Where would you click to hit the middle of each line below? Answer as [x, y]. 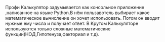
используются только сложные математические [58, 29]
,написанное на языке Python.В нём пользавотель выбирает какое [77, 13]
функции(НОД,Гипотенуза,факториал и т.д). [52, 34]
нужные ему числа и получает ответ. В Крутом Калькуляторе [72, 23]
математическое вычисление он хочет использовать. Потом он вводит [82, 18]
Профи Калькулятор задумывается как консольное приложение [75, 7]
